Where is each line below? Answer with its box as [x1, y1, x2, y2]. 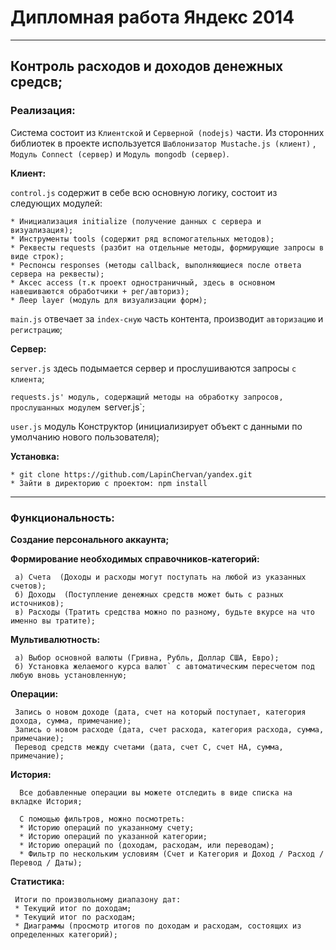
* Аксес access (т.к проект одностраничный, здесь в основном [10, 277, 275, 288]
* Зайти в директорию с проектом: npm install [10, 478, 208, 488]
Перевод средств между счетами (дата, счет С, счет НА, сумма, [14, 742, 284, 752]
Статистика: [10, 875, 65, 887]
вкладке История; [10, 796, 83, 806]
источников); [10, 598, 65, 608]
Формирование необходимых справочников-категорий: [10, 552, 260, 565]
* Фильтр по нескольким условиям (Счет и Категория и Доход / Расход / [19, 849, 325, 859]
